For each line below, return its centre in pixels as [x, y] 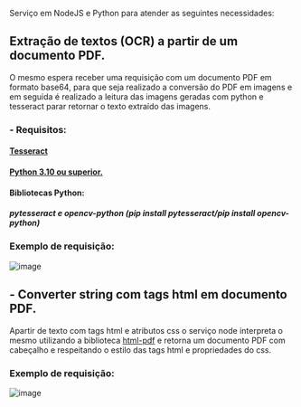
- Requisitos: [38, 129]
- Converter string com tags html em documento [148, 294]
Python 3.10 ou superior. [56, 172]
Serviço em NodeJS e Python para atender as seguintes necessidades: [142, 13]
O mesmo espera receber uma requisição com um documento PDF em [141, 77]
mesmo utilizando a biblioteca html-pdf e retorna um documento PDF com [148, 340]
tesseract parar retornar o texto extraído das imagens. [110, 106]
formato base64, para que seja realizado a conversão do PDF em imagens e [151, 87]
